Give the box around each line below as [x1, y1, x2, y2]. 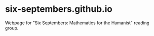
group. [5, 25, 19, 31]
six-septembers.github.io [5, 3, 113, 15]
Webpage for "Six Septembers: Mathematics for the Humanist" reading [5, 20, 150, 26]
